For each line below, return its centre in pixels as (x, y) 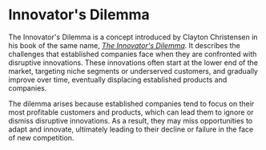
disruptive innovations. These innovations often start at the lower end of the (133, 63)
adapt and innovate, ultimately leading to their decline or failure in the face (131, 129)
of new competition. (41, 137)
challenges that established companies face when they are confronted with (133, 54)
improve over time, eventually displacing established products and (118, 79)
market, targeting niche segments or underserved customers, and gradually (133, 71)
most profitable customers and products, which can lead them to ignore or (131, 112)
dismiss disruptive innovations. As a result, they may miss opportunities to (131, 120)
